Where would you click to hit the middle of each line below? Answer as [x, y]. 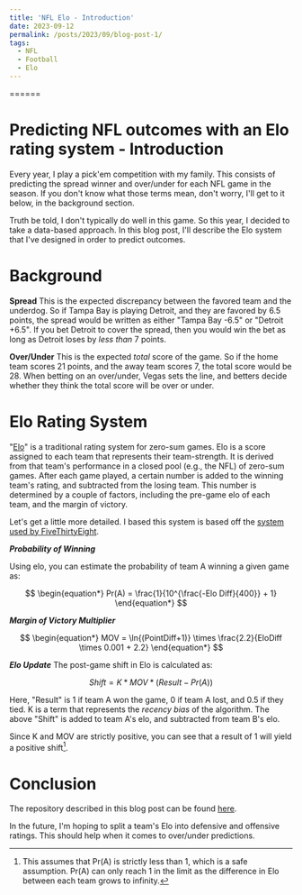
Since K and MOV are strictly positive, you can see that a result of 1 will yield [151, 736]
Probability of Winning [53, 548]
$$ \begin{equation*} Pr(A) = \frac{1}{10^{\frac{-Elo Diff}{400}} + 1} [151, 593]
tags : [19, 43]
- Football [38, 59]
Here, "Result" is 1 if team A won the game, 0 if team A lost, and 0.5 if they [147, 699]
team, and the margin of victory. [69, 504]
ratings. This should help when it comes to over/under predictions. [132, 836]
